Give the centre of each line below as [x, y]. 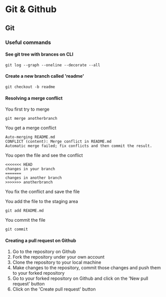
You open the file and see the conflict [44, 156]
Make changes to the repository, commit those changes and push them [87, 268]
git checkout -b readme [30, 87]
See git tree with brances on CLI [39, 55]
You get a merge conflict [31, 128]
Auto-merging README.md [30, 137]
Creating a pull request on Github [41, 240]
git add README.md [24, 211]
